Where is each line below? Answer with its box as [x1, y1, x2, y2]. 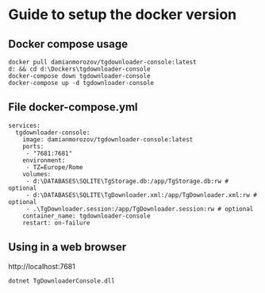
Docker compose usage [8, 37, 129, 51]
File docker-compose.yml [8, 101, 138, 114]
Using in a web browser [8, 241, 127, 254]
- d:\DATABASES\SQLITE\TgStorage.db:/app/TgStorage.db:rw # [25, 177, 229, 185]
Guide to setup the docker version [8, 6, 237, 24]
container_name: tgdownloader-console [22, 212, 151, 220]
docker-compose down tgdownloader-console [8, 72, 151, 80]
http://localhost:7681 [8, 261, 75, 271]
